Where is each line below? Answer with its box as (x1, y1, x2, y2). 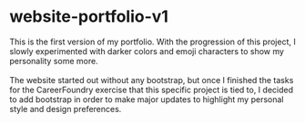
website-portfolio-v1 (9, 6, 168, 27)
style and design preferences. (9, 103, 122, 114)
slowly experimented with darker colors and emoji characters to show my (9, 45, 285, 56)
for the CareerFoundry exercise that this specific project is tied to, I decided (9, 84, 294, 95)
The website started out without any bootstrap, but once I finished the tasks (9, 74, 294, 85)
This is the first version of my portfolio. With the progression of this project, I (9, 36, 296, 47)
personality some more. (9, 55, 98, 66)
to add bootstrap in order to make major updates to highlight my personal (9, 93, 284, 105)
